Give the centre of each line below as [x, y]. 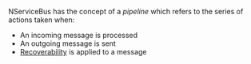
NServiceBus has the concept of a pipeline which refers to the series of [126, 11]
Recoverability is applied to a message [83, 52]
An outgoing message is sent [68, 43]
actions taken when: [42, 20]
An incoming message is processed [79, 35]
